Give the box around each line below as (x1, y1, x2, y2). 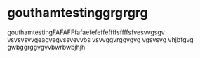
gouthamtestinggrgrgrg (7, 5, 149, 21)
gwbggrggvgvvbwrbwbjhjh (7, 43, 86, 51)
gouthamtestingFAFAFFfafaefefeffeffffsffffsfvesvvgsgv (7, 28, 165, 36)
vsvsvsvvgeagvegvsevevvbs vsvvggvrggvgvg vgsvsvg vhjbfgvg (7, 35, 194, 43)
